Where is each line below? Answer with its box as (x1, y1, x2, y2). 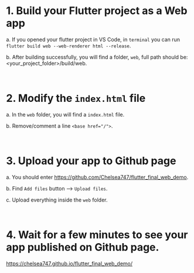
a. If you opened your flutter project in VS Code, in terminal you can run (6, 36, 181, 43)
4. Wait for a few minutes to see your (6, 228, 188, 241)
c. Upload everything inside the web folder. (6, 196, 108, 203)
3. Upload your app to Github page (6, 154, 176, 168)
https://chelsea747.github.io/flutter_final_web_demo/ (6, 260, 133, 267)
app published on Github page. (6, 241, 159, 254)
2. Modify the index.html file (6, 92, 146, 105)
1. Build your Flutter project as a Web (6, 4, 188, 18)
